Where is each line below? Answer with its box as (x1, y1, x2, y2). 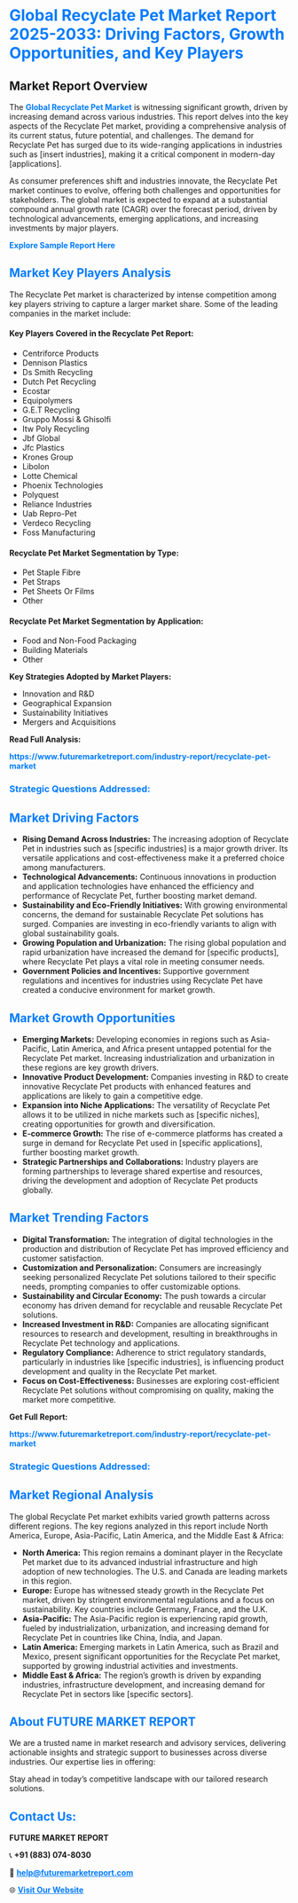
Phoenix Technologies (21, 480, 104, 491)
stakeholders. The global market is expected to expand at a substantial (9, 194, 268, 205)
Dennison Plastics (21, 358, 88, 368)
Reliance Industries (21, 499, 92, 510)
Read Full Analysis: (9, 734, 82, 745)
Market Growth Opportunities (9, 1010, 176, 1026)
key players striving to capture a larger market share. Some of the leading (9, 298, 278, 309)
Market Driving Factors (9, 810, 139, 825)
